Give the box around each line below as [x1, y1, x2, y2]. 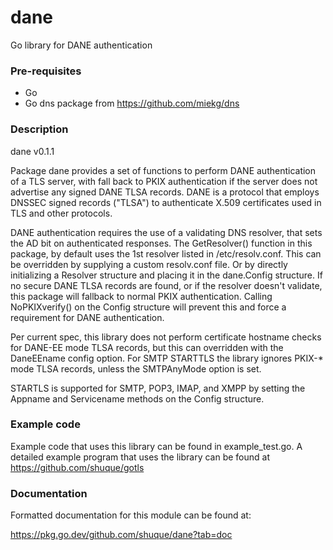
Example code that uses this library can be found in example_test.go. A [10, 440, 303, 452]
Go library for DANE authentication [10, 39, 153, 51]
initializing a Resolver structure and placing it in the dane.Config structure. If [10, 269, 323, 281]
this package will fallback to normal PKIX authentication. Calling [10, 290, 273, 302]
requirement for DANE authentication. [10, 311, 165, 323]
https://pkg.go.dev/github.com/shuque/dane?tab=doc [10, 529, 233, 541]
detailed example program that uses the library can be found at [10, 451, 270, 463]
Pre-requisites [10, 64, 82, 78]
